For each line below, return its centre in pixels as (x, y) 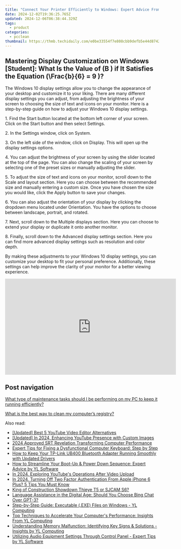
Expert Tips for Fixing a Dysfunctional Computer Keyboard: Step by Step (85, 448)
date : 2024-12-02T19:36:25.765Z (38, 14)
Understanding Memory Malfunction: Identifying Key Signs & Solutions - (84, 526)
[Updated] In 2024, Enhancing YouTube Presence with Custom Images (83, 438)
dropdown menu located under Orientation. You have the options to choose (81, 207)
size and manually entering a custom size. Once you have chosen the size (79, 187)
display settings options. (30, 147)
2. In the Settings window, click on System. (48, 133)
